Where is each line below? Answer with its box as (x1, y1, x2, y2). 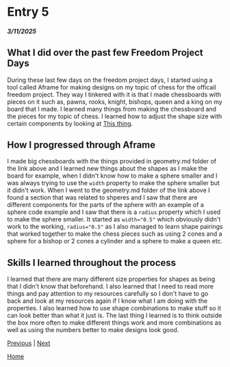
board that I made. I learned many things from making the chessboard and (7, 105, 217, 113)
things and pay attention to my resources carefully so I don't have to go (7, 290, 209, 298)
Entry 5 (7, 4, 49, 20)
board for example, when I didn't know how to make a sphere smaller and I (7, 172, 218, 180)
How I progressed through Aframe (7, 139, 156, 150)
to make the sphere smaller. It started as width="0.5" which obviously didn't (7, 215, 221, 223)
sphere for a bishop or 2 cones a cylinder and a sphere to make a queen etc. (7, 237, 223, 245)
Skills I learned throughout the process (7, 257, 177, 269)
